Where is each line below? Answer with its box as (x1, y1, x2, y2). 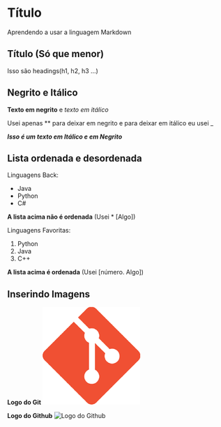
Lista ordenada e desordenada (7, 152, 142, 164)
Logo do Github (7, 412, 53, 420)
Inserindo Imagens (7, 288, 91, 300)
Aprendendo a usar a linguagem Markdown (7, 28, 132, 36)
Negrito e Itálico (7, 87, 78, 99)
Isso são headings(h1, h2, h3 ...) (7, 66, 99, 75)
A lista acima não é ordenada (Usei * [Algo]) (7, 212, 136, 221)
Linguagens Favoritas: (7, 226, 71, 235)
